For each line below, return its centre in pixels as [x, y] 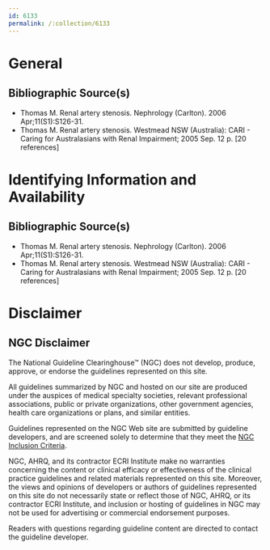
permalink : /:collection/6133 [59, 23]
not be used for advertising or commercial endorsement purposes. [119, 512]
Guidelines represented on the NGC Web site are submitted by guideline [128, 428]
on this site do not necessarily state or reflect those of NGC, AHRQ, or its [129, 495]
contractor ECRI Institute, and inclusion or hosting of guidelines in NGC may [134, 504]
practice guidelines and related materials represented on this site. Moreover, [135, 478]
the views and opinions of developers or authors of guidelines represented [133, 487]
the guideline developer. [49, 537]
